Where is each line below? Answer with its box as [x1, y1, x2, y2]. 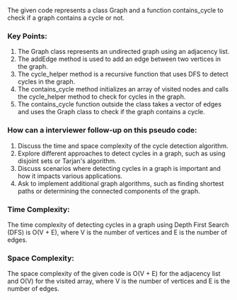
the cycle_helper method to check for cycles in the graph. [17, 92, 186, 101]
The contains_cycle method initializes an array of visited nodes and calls [17, 85, 229, 94]
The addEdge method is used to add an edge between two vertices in [17, 55, 221, 63]
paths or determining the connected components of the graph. [17, 187, 200, 195]
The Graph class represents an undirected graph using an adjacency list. [17, 48, 230, 56]
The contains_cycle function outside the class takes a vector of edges [17, 100, 221, 109]
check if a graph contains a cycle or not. [7, 13, 125, 22]
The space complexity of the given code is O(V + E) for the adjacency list [7, 270, 221, 278]
